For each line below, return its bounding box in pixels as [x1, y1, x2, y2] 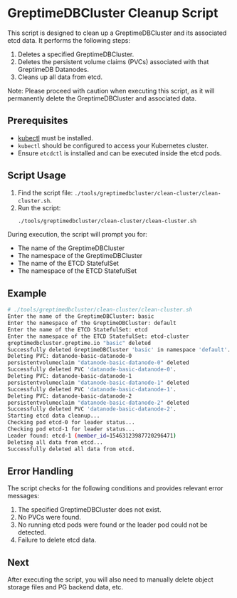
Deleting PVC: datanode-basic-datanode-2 [7, 392, 132, 400]
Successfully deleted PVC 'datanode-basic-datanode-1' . [7, 386, 177, 393]
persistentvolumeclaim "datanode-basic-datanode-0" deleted [7, 359, 190, 366]
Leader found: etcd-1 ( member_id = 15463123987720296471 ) [7, 432, 177, 439]
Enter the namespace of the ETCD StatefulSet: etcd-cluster [7, 333, 190, 340]
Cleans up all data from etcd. [17, 73, 103, 81]
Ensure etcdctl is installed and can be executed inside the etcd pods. [17, 148, 222, 158]
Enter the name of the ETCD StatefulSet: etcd [7, 326, 148, 333]
